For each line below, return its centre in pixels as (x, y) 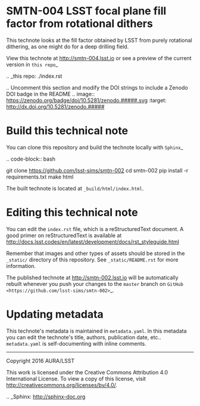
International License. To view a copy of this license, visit (76, 379)
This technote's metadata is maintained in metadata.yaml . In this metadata (96, 331)
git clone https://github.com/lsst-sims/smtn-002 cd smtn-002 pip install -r (97, 170)
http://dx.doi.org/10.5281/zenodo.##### (55, 106)
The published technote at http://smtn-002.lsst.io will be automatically (92, 277)
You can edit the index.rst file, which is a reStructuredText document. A (95, 229)
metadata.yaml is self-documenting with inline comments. (76, 343)
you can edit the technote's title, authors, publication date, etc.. (84, 337)
